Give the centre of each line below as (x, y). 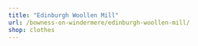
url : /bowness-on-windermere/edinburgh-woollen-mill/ (99, 23)
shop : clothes (32, 30)
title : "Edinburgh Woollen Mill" (64, 15)
